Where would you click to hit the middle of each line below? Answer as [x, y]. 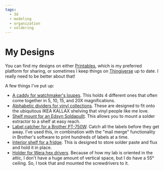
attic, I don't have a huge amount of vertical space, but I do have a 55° [83, 158]
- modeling [21, 19]
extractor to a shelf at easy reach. [46, 121]
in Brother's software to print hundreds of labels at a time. [70, 137]
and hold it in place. [32, 147]
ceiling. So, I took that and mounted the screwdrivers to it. [70, 163]
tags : [11, 10]
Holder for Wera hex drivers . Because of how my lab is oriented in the [82, 153]
